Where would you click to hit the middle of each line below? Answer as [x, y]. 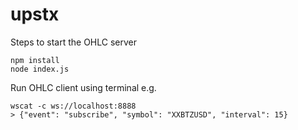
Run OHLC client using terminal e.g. [83, 87]
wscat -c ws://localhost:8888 [73, 106]
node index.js [40, 69]
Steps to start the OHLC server [73, 42]
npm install [35, 60]
